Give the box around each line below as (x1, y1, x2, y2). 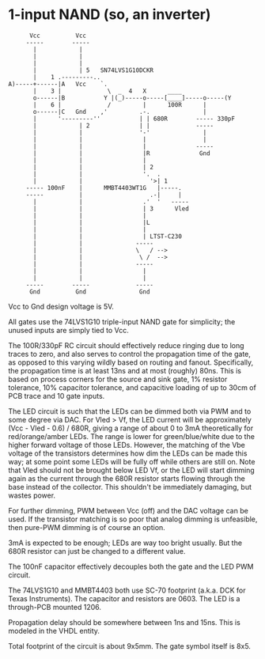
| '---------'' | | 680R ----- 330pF (32, 115, 236, 123)
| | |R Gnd (32, 149, 211, 157)
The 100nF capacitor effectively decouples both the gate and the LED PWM (8, 562, 254, 571)
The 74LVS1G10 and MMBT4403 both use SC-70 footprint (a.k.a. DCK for (8, 585, 246, 595)
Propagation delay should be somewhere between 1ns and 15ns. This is (8, 617, 241, 627)
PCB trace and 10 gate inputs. (8, 391, 105, 400)
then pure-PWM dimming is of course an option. (8, 522, 166, 532)
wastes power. (8, 490, 56, 500)
